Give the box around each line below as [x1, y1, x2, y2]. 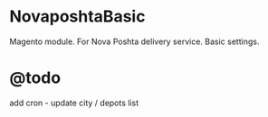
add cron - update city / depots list [9, 97, 139, 108]
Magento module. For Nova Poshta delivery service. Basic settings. [9, 36, 260, 47]
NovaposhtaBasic [9, 6, 146, 27]
